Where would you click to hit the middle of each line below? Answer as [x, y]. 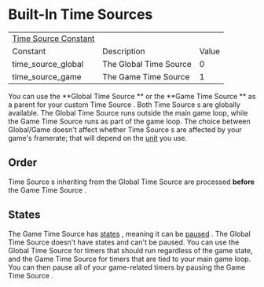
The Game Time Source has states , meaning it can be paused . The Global [130, 234]
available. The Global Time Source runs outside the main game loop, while [128, 112]
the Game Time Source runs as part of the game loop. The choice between [130, 121]
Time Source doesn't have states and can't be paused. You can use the [124, 242]
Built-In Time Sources [81, 15]
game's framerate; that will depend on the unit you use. [97, 138]
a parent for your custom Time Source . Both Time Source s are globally [125, 105]
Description [123, 51]
